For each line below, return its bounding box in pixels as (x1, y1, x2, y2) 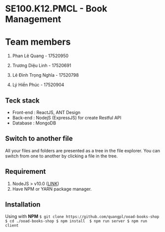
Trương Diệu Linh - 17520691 (12, 63, 71, 69)
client (5, 223, 19, 228)
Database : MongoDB (12, 120, 56, 126)
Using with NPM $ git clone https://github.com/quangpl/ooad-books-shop (5, 214, 160, 220)
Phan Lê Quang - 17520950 (12, 53, 69, 59)
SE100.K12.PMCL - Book (5, 3, 108, 14)
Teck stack (5, 96, 40, 105)
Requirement (5, 167, 46, 176)
